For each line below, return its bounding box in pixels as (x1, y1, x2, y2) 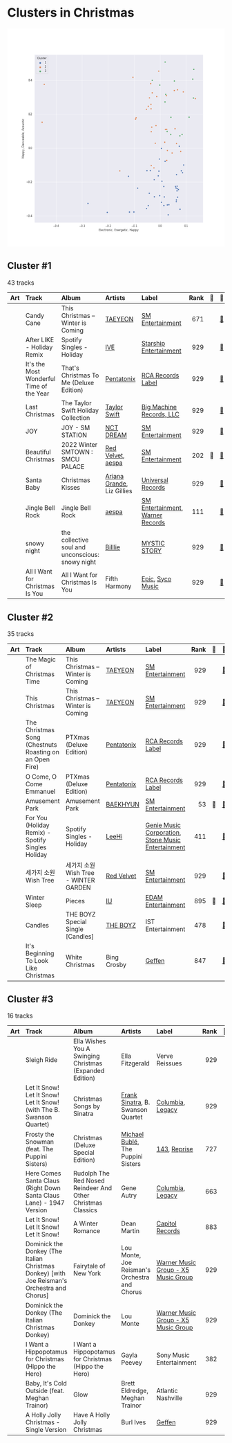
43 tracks (7, 278, 35, 287)
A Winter (73, 1219, 99, 1228)
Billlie (105, 542, 121, 551)
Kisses (61, 483, 81, 491)
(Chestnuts (25, 741, 57, 749)
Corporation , (145, 829, 182, 837)
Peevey (121, 1358, 143, 1367)
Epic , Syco (141, 574, 172, 583)
